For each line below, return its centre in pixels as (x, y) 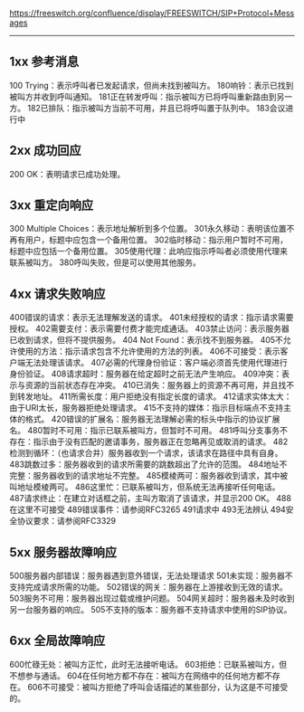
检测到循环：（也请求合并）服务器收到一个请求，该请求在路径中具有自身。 (146, 453)
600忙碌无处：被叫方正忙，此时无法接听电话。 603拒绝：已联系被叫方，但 (148, 664)
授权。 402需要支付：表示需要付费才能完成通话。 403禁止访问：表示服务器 (149, 328)
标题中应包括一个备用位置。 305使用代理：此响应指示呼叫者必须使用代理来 (148, 252)
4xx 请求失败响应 (57, 294)
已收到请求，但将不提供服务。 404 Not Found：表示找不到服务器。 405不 (146, 340)
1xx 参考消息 (44, 62)
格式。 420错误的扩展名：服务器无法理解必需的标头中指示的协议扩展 (152, 419)
